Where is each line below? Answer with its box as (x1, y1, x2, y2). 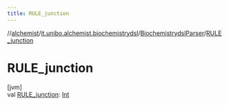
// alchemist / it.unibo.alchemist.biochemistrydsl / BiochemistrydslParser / (7, 29, 207, 37)
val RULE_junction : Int (7, 90, 70, 98)
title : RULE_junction (7, 10, 70, 17)
